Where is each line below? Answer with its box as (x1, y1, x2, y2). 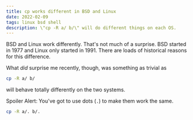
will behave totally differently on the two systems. (6, 86, 126, 93)
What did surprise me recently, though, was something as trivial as (6, 65, 167, 72)
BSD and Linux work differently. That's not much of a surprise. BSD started (6, 41, 187, 48)
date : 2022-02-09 (6, 14, 49, 20)
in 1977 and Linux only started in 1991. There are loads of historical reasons (6, 47, 187, 54)
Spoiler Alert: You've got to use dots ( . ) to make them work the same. (6, 97, 174, 105)
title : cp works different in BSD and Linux (6, 8, 116, 15)
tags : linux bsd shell (6, 19, 61, 25)
